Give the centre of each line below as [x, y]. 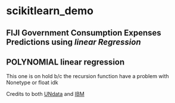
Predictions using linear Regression [74, 42]
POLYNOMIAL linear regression [65, 62]
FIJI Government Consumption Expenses [84, 33]
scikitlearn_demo [50, 11]
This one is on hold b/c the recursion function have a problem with [88, 76]
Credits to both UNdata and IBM [45, 94]
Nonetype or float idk [32, 83]
